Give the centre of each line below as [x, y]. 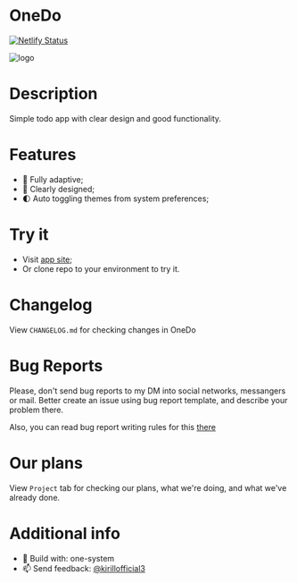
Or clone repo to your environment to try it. [101, 268]
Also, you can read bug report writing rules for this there [113, 427]
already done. [35, 497]
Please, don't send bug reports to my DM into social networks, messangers [148, 391]
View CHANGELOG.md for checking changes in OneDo [103, 330]
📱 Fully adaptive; [53, 179]
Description [54, 94]
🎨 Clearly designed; [58, 189]
